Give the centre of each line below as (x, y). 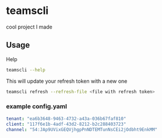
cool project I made (29, 27)
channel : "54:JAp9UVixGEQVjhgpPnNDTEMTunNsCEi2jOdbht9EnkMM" (82, 129)
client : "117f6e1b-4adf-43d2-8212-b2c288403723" (66, 124)
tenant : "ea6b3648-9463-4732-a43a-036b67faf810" (66, 118)
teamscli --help (26, 70)
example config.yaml (36, 107)
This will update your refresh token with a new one (67, 81)
